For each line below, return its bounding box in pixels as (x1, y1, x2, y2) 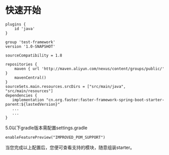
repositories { (5, 61, 38, 67)
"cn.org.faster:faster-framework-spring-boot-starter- (46, 97, 165, 102)
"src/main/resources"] (5, 88, 53, 94)
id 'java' (14, 26, 36, 31)
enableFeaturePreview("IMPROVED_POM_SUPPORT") (5, 135, 106, 140)
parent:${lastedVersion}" (5, 102, 60, 107)
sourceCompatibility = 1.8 (5, 53, 62, 58)
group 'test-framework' (5, 39, 56, 45)
